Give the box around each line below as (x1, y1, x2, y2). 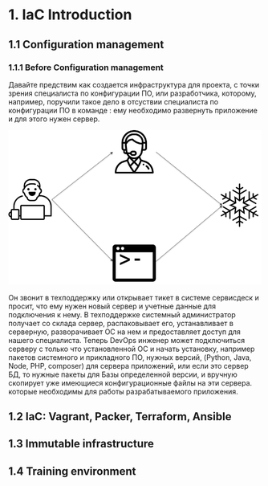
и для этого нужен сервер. (8, 114, 100, 124)
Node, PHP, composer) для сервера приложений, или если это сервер (8, 361, 249, 370)
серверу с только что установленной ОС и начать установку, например (8, 344, 255, 353)
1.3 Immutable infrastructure (8, 437, 155, 451)
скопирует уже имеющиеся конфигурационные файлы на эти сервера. (8, 378, 253, 387)
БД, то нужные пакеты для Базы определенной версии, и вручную (8, 370, 238, 379)
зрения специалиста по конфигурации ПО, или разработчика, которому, (8, 88, 257, 98)
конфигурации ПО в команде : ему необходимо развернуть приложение (8, 105, 258, 115)
